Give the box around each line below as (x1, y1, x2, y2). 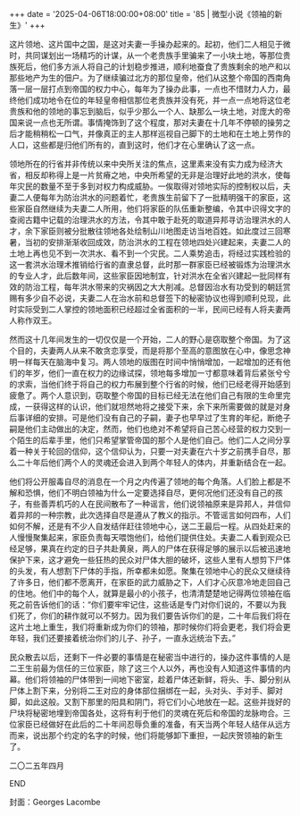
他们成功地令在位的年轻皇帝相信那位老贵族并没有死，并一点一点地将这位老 (16, 95, 291, 106)
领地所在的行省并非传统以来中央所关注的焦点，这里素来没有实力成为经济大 (9, 158, 283, 169)
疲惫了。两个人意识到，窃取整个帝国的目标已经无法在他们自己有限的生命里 (9, 390, 283, 401)
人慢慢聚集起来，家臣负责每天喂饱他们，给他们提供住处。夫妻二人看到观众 (9, 532, 283, 542)
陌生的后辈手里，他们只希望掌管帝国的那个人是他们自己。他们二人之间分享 (16, 435, 291, 446)
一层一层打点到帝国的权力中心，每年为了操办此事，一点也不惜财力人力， (16, 84, 283, 94)
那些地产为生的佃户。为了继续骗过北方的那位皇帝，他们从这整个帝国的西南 (9, 72, 283, 83)
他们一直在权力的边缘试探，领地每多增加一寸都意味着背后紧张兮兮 (47, 368, 291, 378)
